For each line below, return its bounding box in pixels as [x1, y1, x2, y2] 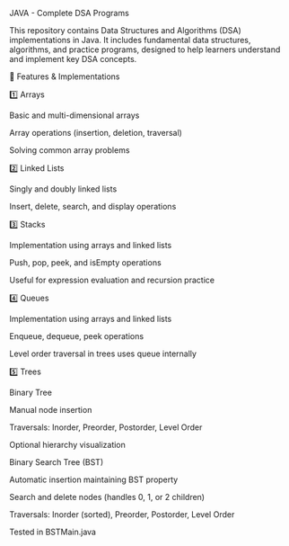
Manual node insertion [9, 405, 92, 415]
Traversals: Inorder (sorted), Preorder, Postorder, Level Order [9, 509, 235, 520]
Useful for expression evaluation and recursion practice [9, 274, 215, 285]
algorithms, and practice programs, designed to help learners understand [9, 44, 281, 55]
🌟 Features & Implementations [9, 71, 120, 82]
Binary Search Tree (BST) [9, 457, 104, 467]
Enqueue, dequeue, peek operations [9, 331, 144, 341]
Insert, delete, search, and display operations [9, 201, 177, 211]
